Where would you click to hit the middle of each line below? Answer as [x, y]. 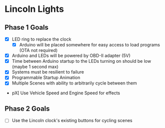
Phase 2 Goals [27, 108]
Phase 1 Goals [27, 27]
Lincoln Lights [34, 9]
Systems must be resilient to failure [48, 72]
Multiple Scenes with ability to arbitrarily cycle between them [74, 83]
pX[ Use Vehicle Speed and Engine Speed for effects [66, 93]
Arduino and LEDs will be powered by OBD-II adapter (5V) [71, 56]
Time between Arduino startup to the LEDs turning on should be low [81, 61]
